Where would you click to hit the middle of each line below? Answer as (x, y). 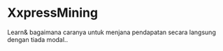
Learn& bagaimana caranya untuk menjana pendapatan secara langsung (112, 32)
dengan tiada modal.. (38, 39)
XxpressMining (53, 13)
